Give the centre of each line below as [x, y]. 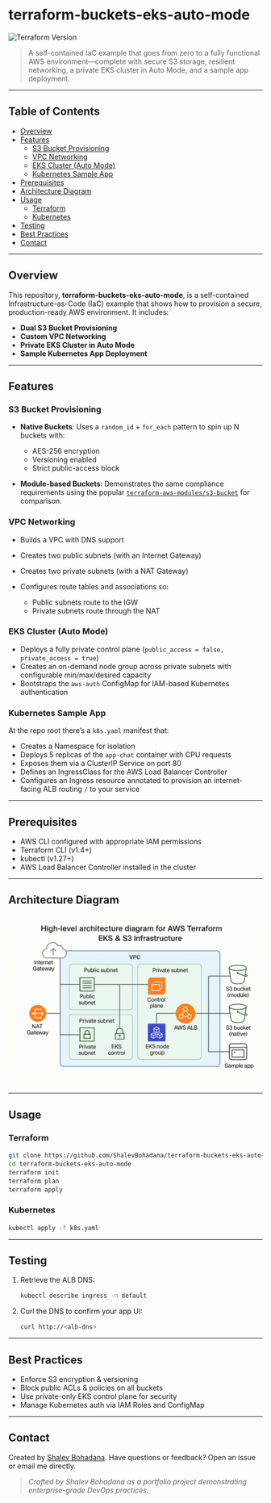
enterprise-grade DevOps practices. [88, 1490]
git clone [25, 1156]
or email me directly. [42, 1466]
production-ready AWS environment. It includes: [89, 312]
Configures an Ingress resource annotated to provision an [116, 781]
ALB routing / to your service [91, 789]
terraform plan [34, 1181]
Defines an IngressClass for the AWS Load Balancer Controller [124, 772]
